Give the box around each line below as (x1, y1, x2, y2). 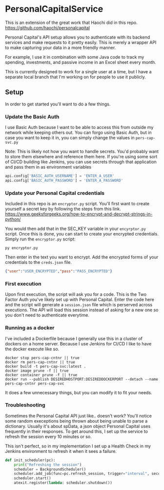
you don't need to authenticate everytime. (5, 312, 89, 318)
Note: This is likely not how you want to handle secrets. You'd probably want (5, 149, 159, 154)
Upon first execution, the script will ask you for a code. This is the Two (5, 292, 147, 298)
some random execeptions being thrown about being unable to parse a (5, 418, 148, 424)
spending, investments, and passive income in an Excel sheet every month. (5, 59, 156, 65)
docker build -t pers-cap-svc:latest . (5, 364, 86, 369)
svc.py (5, 140, 19, 145)
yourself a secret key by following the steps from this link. (5, 206, 121, 212)
